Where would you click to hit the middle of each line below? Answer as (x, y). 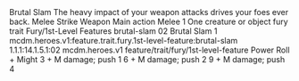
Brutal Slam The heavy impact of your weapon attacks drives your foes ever (149, 12)
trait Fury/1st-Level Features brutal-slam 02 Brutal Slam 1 (113, 31)
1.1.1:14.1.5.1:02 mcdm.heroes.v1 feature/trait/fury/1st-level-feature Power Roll (149, 50)
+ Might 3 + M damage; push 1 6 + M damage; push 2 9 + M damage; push (147, 59)
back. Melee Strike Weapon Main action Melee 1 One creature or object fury (149, 21)
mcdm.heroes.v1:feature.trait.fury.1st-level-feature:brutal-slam (124, 40)
